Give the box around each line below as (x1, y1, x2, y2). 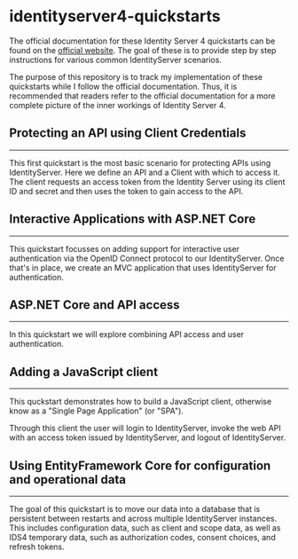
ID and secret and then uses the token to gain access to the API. (9, 185, 244, 196)
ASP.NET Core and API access (9, 297, 180, 312)
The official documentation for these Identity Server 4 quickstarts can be (9, 35, 276, 46)
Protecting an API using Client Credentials (9, 126, 247, 141)
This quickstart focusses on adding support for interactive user (9, 243, 240, 254)
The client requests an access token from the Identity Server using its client (9, 176, 286, 187)
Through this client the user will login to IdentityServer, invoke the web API (9, 423, 281, 434)
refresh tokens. (9, 541, 65, 552)
